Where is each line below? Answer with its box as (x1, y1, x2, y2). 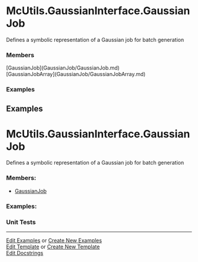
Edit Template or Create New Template (6, 243, 100, 250)
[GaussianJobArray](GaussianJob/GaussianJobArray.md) (6, 71, 146, 78)
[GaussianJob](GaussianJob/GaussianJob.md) (6, 64, 120, 71)
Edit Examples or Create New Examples (6, 237, 102, 244)
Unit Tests (6, 218, 37, 226)
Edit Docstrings (6, 250, 44, 256)
